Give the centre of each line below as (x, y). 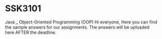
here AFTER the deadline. (31, 32)
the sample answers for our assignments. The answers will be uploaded (77, 27)
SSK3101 (23, 9)
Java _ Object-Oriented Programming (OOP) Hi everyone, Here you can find (81, 22)
